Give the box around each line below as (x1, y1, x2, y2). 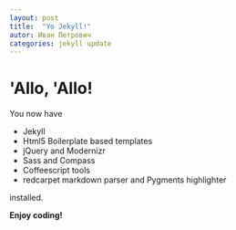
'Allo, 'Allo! (9, 78, 93, 99)
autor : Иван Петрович (9, 30, 92, 39)
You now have (9, 109, 63, 120)
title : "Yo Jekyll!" (9, 22, 92, 31)
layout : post (9, 13, 59, 23)
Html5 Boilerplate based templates (22, 136, 153, 147)
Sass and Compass (22, 155, 96, 166)
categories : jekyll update (9, 38, 112, 48)
